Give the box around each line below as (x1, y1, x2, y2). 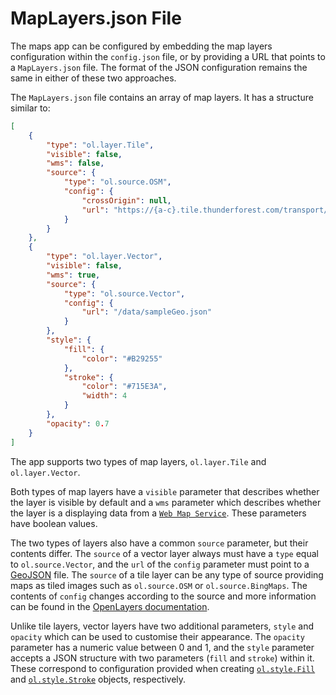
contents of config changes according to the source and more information (10, 590, 317, 602)
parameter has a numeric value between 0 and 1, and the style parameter (10, 641, 315, 653)
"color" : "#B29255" (81, 353, 163, 364)
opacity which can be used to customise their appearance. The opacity (10, 630, 305, 642)
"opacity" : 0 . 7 (46, 418, 110, 429)
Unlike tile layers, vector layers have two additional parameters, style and (10, 620, 315, 632)
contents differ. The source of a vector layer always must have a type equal (10, 547, 319, 559)
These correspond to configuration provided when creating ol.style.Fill (10, 662, 316, 674)
